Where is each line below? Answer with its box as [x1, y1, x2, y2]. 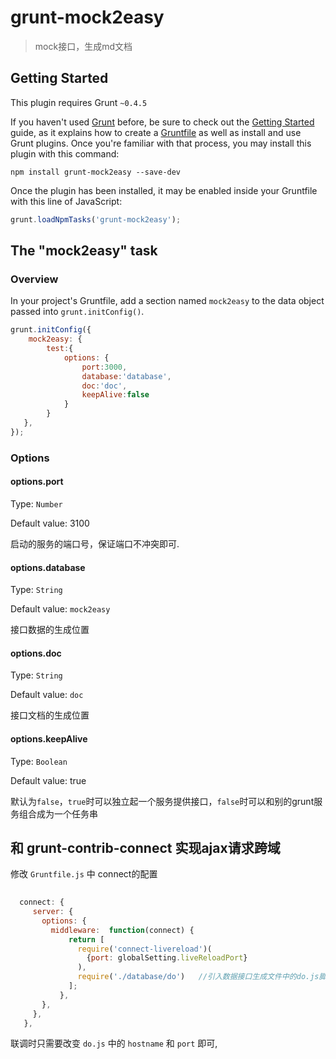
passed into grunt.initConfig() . [10, 306, 145, 318]
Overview [10, 272, 59, 286]
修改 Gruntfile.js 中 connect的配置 [10, 868, 158, 880]
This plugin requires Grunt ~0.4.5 [10, 96, 148, 108]
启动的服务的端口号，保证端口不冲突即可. [10, 537, 180, 550]
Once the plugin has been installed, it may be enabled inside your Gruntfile [10, 184, 318, 196]
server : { [32, 907, 74, 917]
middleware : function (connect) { [50, 925, 195, 935]
